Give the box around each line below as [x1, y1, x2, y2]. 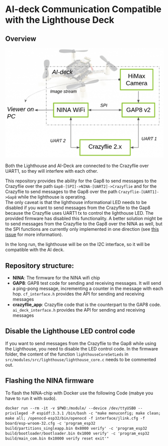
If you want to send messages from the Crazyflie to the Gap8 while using [5, 340, 157, 346]
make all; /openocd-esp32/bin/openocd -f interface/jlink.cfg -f [5, 416, 145, 421]
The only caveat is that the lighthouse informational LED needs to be [5, 200, 147, 206]
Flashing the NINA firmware [5, 376, 94, 385]
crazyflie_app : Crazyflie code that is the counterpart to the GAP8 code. [12, 302, 161, 308]
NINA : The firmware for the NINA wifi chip [12, 274, 101, 281]
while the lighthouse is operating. [17, 194, 87, 200]
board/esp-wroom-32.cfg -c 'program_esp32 [5, 421, 96, 426]
